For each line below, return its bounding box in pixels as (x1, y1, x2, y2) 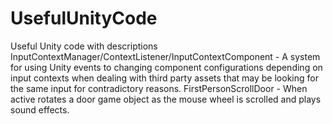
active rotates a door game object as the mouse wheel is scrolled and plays (10, 93, 322, 105)
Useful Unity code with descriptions (10, 40, 158, 52)
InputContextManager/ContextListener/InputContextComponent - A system (10, 50, 321, 62)
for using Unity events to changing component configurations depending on (10, 61, 323, 73)
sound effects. (10, 103, 70, 116)
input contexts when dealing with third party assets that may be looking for (10, 72, 319, 84)
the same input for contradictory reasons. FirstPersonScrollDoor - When (10, 82, 308, 94)
